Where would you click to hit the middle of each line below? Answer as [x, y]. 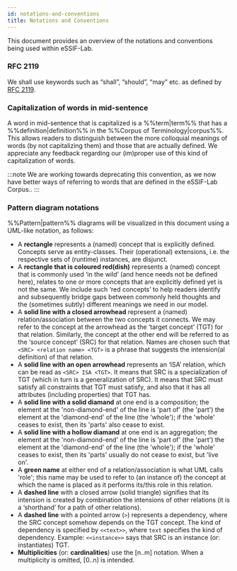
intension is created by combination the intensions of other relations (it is [123, 500]
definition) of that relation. [56, 357]
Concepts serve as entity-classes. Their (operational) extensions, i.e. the [123, 252]
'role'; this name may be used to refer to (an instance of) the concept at [122, 478]
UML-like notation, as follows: [51, 231]
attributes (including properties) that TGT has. [84, 395]
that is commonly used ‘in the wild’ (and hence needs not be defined [117, 275]
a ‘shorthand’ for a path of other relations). [79, 507]
